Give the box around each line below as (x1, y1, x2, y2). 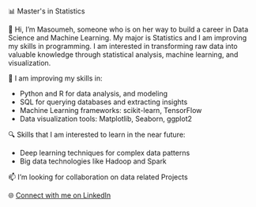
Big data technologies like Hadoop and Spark (19, 156, 168, 166)
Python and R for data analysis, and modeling (19, 89, 168, 98)
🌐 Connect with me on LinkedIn (8, 190, 111, 200)
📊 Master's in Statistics (8, 6, 85, 16)
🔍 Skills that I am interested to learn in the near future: (8, 130, 186, 139)
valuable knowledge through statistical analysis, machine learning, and (8, 50, 239, 59)
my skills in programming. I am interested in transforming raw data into (8, 42, 239, 51)
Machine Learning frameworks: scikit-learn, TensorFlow (19, 106, 202, 115)
